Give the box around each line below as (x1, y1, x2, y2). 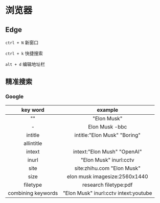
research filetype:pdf (82, 181, 133, 188)
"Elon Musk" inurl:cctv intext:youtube (63, 189, 152, 196)
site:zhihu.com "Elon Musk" (74, 164, 141, 171)
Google (5, 93, 24, 100)
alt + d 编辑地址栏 (5, 61, 45, 67)
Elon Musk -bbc (87, 123, 127, 130)
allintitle (24, 140, 42, 147)
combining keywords (8, 189, 58, 196)
